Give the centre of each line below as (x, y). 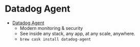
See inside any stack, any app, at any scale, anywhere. (77, 33)
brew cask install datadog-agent (55, 39)
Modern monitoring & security (51, 28)
